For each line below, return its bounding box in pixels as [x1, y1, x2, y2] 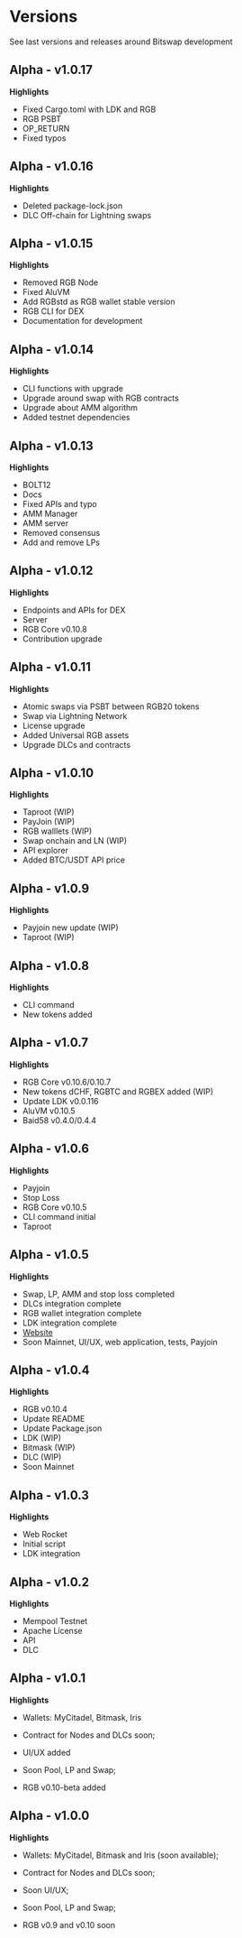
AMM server [22, 518, 69, 529]
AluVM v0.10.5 [22, 1105, 76, 1116]
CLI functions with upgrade [22, 383, 124, 394]
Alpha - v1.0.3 [9, 1487, 90, 1503]
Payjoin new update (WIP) [22, 922, 119, 933]
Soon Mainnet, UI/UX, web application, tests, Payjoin [22, 1336, 219, 1347]
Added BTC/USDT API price [22, 854, 126, 865]
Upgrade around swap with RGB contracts [22, 392, 180, 403]
